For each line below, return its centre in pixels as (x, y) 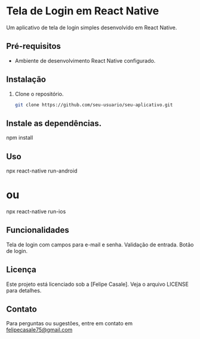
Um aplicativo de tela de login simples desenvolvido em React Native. (92, 27)
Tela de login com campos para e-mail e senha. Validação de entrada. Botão (100, 244)
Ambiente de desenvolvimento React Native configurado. (85, 60)
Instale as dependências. (54, 123)
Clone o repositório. (39, 94)
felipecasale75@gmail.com (39, 330)
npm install (20, 138)
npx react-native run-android (42, 171)
